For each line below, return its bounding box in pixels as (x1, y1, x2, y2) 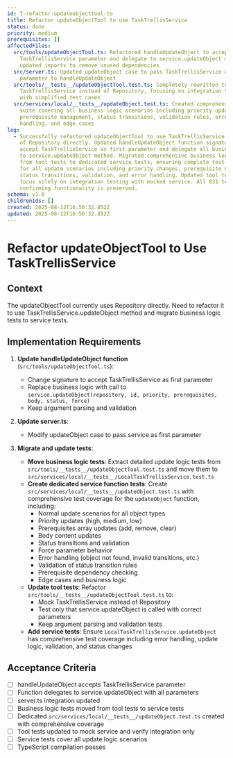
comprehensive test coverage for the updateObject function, (27, 494, 200, 502)
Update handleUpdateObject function (17, 354, 128, 363)
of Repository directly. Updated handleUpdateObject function (19, 140, 203, 147)
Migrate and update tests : (17, 444, 94, 452)
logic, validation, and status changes (27, 642, 133, 650)
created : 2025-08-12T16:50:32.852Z (7, 204, 110, 211)
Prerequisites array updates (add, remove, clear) (37, 524, 177, 532)
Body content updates (37, 531, 102, 539)
